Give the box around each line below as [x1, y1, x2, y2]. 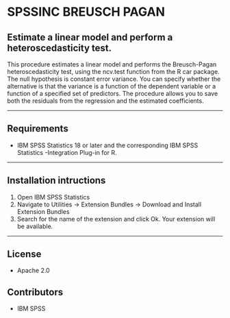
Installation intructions [7, 175, 106, 186]
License [7, 248, 42, 260]
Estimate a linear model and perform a [7, 32, 173, 43]
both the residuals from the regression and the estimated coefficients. [7, 97, 204, 105]
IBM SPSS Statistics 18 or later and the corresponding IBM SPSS [16, 141, 199, 149]
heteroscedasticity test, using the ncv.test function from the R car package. [7, 68, 220, 75]
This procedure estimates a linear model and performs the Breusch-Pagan [7, 60, 217, 69]
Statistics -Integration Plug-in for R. [16, 148, 117, 156]
